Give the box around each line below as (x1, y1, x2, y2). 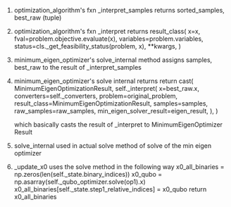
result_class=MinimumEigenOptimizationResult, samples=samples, (13, 99, 208, 108)
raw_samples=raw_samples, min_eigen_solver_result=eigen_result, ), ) (13, 107, 218, 115)
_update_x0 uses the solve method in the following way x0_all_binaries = (13, 163, 225, 171)
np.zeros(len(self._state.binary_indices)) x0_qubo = (13, 170, 163, 178)
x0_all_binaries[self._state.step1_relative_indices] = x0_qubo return (13, 185, 207, 193)
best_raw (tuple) (13, 13, 62, 22)
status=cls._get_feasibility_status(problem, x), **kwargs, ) (13, 42, 182, 50)
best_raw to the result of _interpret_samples (13, 63, 142, 71)
